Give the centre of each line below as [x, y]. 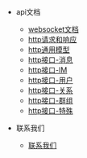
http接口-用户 [51, 80]
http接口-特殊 [51, 111]
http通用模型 [49, 50]
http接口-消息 [51, 60]
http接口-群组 [51, 101]
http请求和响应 [52, 39]
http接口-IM [48, 70]
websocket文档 [53, 29]
